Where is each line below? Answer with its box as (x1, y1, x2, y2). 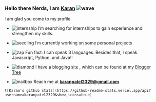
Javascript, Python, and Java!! (11, 55, 73, 61)
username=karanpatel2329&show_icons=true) (4, 93, 92, 98)
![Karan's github (4, 88, 40, 93)
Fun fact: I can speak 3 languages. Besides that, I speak (25, 49, 137, 56)
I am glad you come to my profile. (4, 16, 72, 22)
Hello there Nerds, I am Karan (4, 5, 76, 12)
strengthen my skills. (11, 31, 54, 37)
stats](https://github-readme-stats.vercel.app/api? (41, 88, 151, 93)
